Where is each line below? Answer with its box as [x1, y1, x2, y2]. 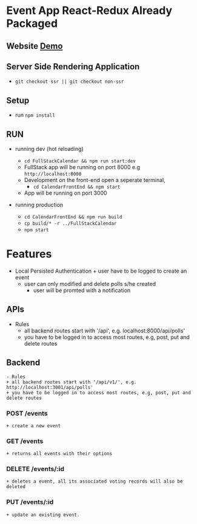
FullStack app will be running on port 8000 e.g [24, 164, 141, 171]
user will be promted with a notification [33, 287, 131, 294]
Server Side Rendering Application [6, 61, 140, 72]
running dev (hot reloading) [15, 145, 84, 153]
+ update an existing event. [6, 512, 80, 518]
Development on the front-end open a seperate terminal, [24, 176, 165, 184]
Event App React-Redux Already [6, 4, 173, 18]
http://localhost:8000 [24, 171, 82, 177]
